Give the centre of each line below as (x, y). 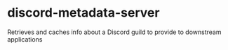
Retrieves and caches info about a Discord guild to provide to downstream (114, 32)
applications (25, 39)
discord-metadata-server (83, 13)
